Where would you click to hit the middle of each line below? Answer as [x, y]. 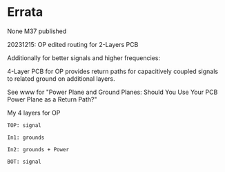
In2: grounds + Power [38, 149]
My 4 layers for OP [34, 113]
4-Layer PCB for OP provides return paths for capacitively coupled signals [113, 71]
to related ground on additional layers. [61, 78]
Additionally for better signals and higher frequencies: [84, 58]
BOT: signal [24, 162]
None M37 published [37, 31]
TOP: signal [24, 125]
